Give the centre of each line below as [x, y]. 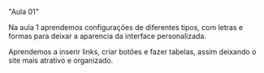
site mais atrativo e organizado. [61, 60]
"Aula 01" [24, 12]
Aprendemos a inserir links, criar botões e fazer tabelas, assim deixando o [132, 52]
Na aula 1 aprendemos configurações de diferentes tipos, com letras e [126, 27]
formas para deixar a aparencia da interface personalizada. [108, 36]
